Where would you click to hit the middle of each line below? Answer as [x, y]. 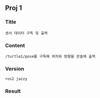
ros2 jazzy [16, 79]
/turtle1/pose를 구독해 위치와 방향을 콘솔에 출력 [50, 56]
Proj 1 [14, 8]
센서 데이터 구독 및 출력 [27, 33]
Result [13, 91]
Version [15, 69]
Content [15, 45]
